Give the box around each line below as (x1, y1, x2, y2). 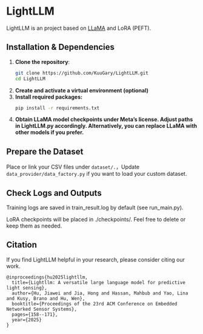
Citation (6, 240, 38, 250)
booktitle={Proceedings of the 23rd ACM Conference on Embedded (12, 301, 178, 307)
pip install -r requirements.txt (15, 105, 100, 111)
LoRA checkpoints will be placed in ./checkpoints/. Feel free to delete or (6, 216, 186, 223)
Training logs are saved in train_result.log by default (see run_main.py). (6, 204, 184, 211)
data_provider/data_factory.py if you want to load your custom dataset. (6, 170, 187, 178)
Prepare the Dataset (6, 146, 84, 156)
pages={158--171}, (12, 311, 59, 318)
